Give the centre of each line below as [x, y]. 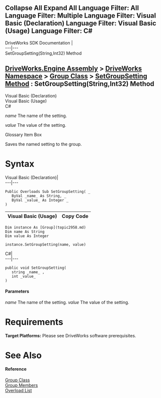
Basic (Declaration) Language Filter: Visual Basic [81, 23]
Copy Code [75, 216]
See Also [23, 355]
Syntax [20, 164]
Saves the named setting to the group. [43, 144]
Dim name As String [25, 232]
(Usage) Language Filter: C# [49, 31]
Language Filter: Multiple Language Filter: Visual [80, 16]
